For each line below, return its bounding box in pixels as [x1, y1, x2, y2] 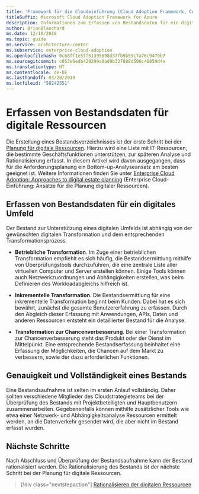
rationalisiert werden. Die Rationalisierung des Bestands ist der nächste [6, 463, 180, 470]
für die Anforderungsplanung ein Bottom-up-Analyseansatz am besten [6, 163, 179, 170]
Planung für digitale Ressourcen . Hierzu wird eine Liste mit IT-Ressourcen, [6, 144, 188, 151]
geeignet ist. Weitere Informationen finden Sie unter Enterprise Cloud [6, 170, 175, 177]
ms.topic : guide [6, 36, 46, 42]
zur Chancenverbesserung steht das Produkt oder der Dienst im [14, 334, 171, 342]
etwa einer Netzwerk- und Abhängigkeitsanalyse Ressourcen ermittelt [6, 412, 178, 419]
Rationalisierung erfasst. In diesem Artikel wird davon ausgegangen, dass [6, 157, 185, 164]
